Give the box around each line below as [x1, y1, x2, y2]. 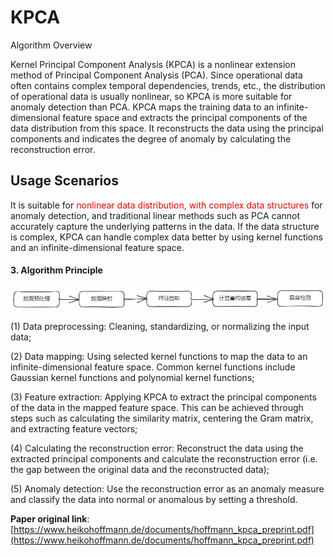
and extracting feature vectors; [10, 422, 138, 435]
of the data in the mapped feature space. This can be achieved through [10, 401, 304, 413]
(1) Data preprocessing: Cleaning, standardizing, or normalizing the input [10, 320, 310, 332]
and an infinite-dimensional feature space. [10, 241, 185, 253]
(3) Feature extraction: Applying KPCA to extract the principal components [10, 391, 317, 403]
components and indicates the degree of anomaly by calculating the [10, 132, 292, 145]
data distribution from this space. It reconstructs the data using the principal [10, 122, 324, 134]
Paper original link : [10, 512, 90, 525]
